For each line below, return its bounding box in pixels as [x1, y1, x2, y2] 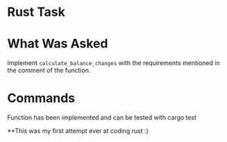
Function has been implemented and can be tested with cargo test [7, 114, 196, 122]
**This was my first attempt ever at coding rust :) [7, 127, 149, 135]
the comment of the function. [7, 66, 91, 75]
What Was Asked [7, 36, 108, 52]
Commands [7, 91, 76, 106]
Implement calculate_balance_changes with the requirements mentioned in [7, 59, 220, 67]
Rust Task [7, 4, 66, 20]
